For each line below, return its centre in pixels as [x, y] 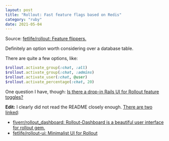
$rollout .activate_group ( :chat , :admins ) [50, 73]
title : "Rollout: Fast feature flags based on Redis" [64, 15]
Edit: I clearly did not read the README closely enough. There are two [79, 107]
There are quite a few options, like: [41, 59]
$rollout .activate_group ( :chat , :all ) [46, 68]
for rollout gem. [29, 127]
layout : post [19, 10]
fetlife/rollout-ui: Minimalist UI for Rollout [55, 133]
